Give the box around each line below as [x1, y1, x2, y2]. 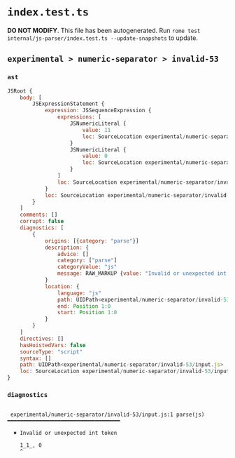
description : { [44, 244, 90, 251]
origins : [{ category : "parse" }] [44, 237, 139, 244]
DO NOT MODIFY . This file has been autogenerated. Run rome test [7, 26, 201, 34]
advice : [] [57, 250, 90, 257]
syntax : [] [20, 355, 52, 362]
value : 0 [82, 153, 108, 160]
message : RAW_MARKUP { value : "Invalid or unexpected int [57, 270, 227, 277]
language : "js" [57, 290, 101, 297]
